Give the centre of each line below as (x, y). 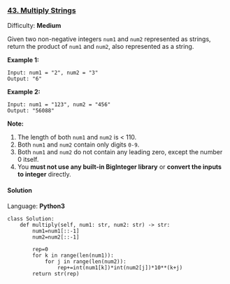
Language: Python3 (36, 206)
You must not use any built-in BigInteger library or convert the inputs (120, 167)
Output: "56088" (31, 111)
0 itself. (28, 160)
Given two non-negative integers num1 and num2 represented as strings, (109, 39)
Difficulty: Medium (34, 26)
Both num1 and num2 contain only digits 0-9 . (78, 144)
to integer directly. (44, 174)
